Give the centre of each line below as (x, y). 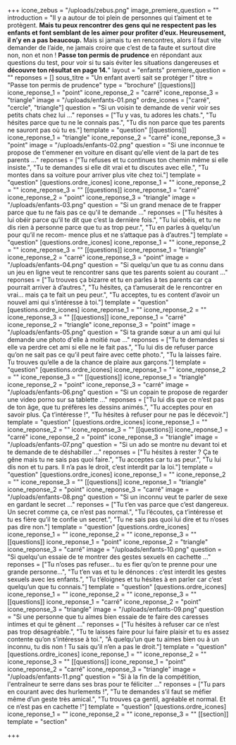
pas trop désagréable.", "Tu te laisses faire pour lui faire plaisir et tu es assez (118, 632)
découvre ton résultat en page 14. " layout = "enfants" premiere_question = (117, 70)
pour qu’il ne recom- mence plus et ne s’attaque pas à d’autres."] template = (118, 235)
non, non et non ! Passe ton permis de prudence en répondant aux (105, 55)
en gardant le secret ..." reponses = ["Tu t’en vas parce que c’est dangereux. (118, 504)
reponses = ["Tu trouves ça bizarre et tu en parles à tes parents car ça (110, 280)
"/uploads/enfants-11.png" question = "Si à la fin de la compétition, (104, 677)
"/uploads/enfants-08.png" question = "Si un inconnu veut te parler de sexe (117, 497)
